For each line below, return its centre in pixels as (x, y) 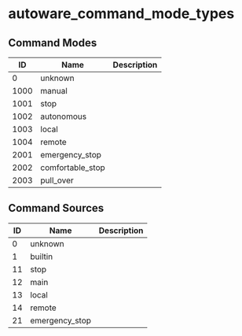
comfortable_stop (73, 168)
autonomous (64, 116)
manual (54, 91)
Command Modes (53, 43)
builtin (42, 257)
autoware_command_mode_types (121, 14)
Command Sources (56, 208)
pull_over (57, 180)
